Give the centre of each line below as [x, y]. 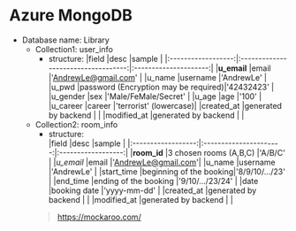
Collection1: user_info [74, 49]
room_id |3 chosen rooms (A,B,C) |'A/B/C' [209, 152]
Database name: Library [66, 40]
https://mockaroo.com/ [99, 217]
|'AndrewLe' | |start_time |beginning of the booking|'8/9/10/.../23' [167, 171]
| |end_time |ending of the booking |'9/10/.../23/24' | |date [153, 181]
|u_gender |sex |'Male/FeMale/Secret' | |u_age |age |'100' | [155, 96]
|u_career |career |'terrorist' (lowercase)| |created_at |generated [165, 105]
